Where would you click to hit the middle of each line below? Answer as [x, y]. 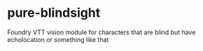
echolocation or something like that [58, 39]
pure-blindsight [54, 13]
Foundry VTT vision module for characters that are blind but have [101, 32]
